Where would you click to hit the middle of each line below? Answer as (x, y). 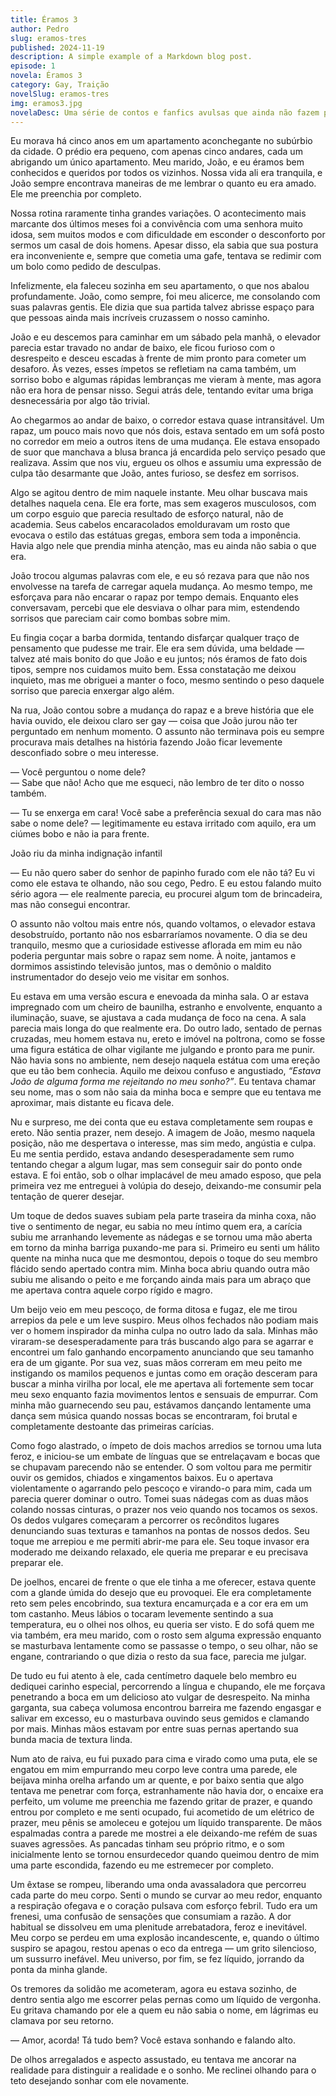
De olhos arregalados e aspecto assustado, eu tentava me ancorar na (153, 2060)
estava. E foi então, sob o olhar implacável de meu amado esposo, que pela (166, 1175)
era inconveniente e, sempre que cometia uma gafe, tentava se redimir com (166, 256)
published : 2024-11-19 (57, 47)
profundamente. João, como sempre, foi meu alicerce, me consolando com (165, 297)
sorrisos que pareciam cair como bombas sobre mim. (120, 618)
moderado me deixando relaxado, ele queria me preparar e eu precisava (159, 1552)
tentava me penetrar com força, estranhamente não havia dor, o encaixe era (167, 1791)
